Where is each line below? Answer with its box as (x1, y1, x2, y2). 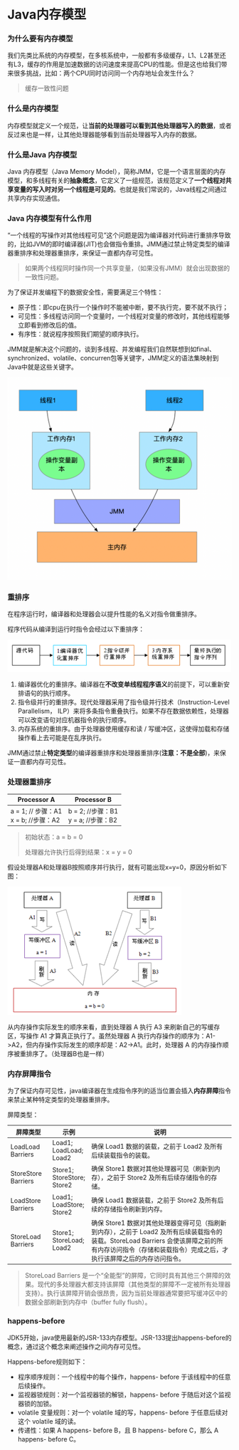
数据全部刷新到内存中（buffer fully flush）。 (24, 1298, 152, 1307)
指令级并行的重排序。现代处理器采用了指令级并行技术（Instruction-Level (17, 697, 230, 706)
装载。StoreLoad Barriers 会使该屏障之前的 (91, 1236, 217, 1245)
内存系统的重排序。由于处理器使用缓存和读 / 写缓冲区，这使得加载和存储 (17, 724, 230, 733)
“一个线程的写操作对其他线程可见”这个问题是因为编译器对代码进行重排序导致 (7, 231, 231, 239)
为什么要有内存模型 (7, 33, 73, 43)
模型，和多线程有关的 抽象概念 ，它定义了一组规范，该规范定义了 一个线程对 (7, 176, 225, 185)
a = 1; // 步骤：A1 (10, 806, 63, 815)
